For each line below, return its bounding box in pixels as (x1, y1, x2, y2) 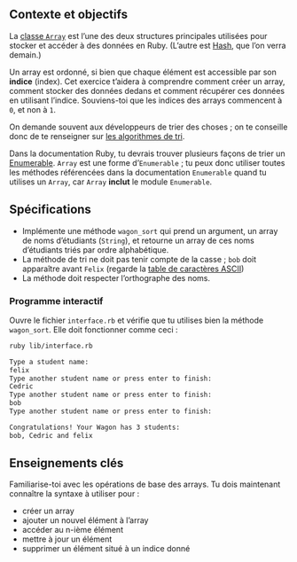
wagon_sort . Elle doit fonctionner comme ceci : (9, 324, 178, 335)
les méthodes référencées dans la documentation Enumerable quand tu (9, 167, 268, 177)
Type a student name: (9, 357, 90, 366)
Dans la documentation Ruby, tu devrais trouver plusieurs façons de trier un (9, 148, 285, 159)
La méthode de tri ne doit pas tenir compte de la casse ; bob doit (21, 254, 257, 264)
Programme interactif (9, 294, 104, 307)
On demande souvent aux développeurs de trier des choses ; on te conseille (9, 121, 288, 132)
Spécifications (9, 202, 91, 217)
